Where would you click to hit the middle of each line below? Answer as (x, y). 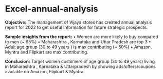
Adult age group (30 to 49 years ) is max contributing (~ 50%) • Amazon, (79, 47)
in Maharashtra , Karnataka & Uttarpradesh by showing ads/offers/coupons (80, 66)
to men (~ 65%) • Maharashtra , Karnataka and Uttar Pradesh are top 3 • (78, 41)
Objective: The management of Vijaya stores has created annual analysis (79, 22)
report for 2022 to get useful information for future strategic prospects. (76, 27)
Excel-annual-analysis (52, 9)
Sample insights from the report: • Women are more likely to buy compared (81, 37)
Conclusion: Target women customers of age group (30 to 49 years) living (80, 61)
